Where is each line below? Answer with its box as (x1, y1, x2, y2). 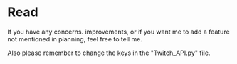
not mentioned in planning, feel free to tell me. (7, 34, 142, 43)
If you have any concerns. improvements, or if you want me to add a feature (7, 27, 230, 36)
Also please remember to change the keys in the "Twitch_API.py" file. (7, 49, 211, 57)
